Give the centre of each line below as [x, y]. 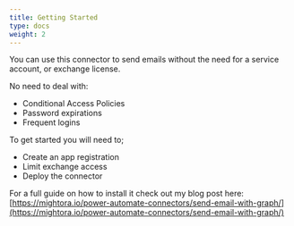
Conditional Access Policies [73, 104]
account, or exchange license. [65, 69]
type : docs [30, 26]
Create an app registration [70, 157]
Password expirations [62, 113]
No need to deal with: [49, 87]
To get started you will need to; [66, 140]
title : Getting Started [54, 17]
